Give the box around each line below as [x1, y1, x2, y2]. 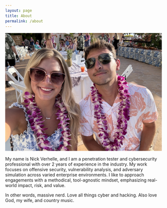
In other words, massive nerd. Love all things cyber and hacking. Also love [5, 192, 158, 198]
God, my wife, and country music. [5, 198, 75, 204]
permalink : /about [5, 18, 43, 23]
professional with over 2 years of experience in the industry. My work [5, 161, 148, 167]
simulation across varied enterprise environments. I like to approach [5, 172, 144, 178]
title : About [5, 13, 32, 18]
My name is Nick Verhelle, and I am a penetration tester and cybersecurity [5, 156, 158, 162]
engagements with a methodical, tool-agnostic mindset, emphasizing [5, 177, 147, 183]
